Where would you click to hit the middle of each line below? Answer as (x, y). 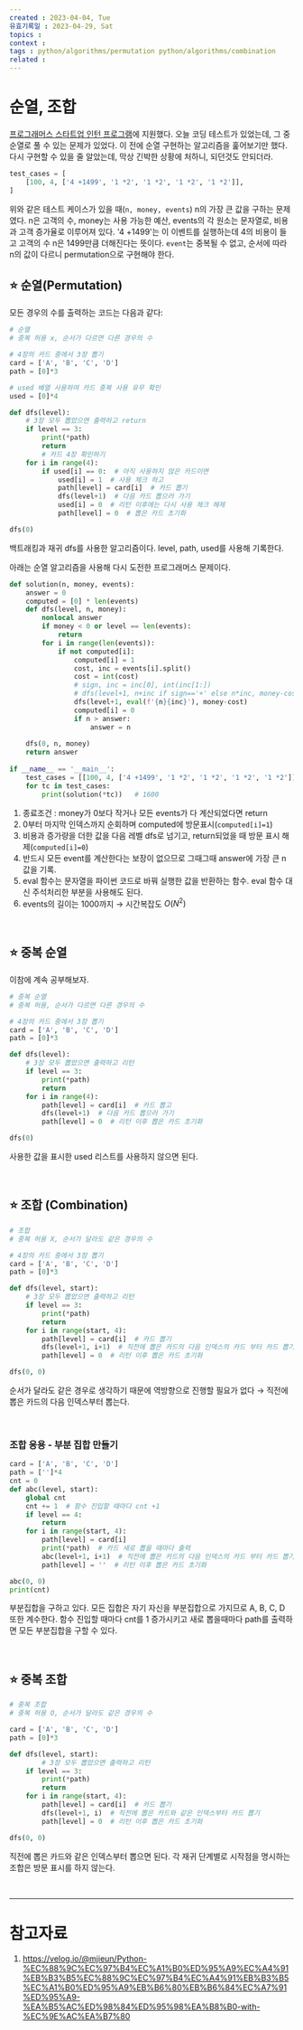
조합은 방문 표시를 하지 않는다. (62, 1867)
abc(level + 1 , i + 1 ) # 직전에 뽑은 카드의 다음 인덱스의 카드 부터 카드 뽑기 (168, 1556)
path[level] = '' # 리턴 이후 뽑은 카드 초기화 (124, 1565)
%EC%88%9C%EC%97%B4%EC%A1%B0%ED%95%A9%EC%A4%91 (156, 1969)
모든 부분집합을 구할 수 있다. (68, 1631)
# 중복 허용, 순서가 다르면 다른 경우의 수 (77, 1005)
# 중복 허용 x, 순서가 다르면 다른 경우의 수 (81, 338)
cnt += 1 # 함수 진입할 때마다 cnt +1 (93, 1506)
